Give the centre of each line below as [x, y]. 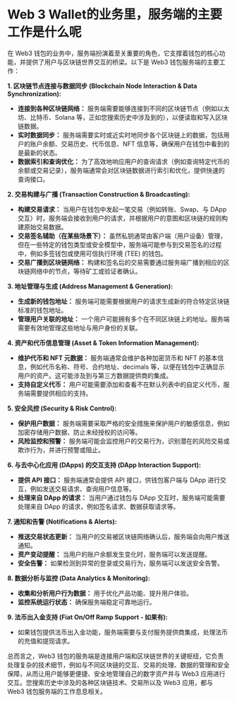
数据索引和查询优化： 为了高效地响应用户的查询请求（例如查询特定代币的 [123, 161]
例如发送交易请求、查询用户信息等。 [83, 488]
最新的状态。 [42, 152]
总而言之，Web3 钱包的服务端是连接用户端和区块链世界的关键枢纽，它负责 [116, 656]
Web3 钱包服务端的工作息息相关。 [57, 691]
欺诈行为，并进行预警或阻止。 [61, 449]
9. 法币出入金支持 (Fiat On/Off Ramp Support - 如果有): [87, 617]
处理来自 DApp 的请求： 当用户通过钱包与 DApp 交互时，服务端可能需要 [121, 497]
